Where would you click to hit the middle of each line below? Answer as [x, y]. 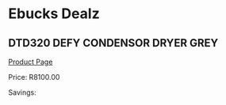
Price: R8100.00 [34, 77]
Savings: [23, 92]
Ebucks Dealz [54, 14]
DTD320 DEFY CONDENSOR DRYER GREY [113, 43]
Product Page [31, 62]
